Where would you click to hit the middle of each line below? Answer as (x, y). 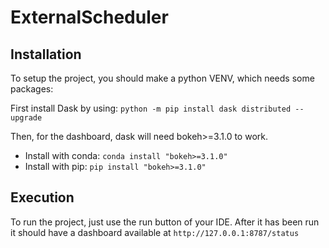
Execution (42, 197)
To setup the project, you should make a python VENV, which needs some (162, 78)
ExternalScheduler (89, 17)
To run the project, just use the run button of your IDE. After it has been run (165, 222)
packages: (32, 89)
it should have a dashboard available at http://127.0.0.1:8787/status (155, 232)
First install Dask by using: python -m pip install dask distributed (151, 108)
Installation (46, 54)
